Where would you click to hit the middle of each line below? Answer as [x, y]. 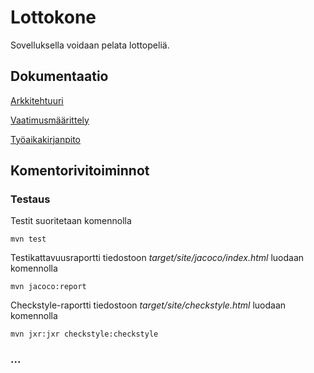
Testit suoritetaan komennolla [71, 221]
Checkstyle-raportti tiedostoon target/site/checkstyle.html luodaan [148, 305]
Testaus [30, 199]
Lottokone [53, 17]
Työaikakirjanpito [45, 139]
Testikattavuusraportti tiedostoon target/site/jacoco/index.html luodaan [157, 258]
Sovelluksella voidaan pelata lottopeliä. [90, 45]
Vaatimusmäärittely [50, 120]
